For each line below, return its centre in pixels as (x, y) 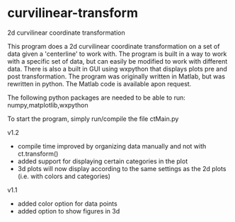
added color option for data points (68, 204)
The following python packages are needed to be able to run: (97, 98)
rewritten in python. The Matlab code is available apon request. (99, 83)
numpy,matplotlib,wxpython (48, 105)
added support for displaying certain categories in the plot (103, 161)
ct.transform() (38, 153)
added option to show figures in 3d (69, 211)
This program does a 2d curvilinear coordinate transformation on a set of (114, 46)
